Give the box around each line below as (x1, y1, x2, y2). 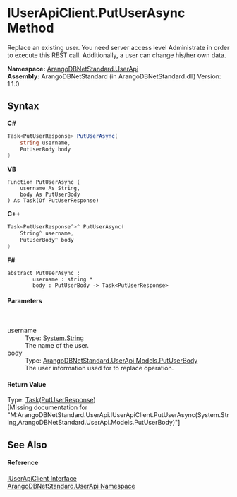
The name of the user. (25, 341, 90, 349)
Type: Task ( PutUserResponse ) (7, 396, 97, 404)
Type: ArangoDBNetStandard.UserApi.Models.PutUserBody (25, 356, 198, 365)
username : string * (32, 276, 93, 283)
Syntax (7, 100, 39, 112)
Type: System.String (25, 334, 85, 342)
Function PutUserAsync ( (7, 179, 80, 186)
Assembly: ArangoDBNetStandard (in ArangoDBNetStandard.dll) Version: (7, 72, 221, 81)
